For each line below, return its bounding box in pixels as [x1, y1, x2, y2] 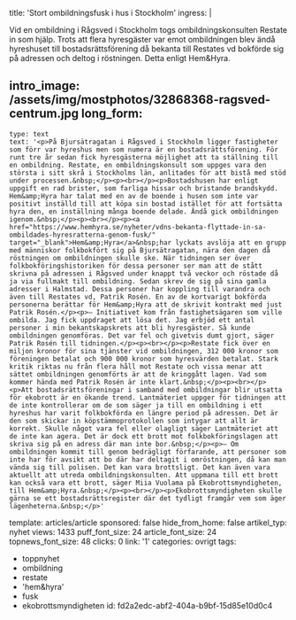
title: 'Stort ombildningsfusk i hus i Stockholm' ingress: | [9, 8, 212, 18]
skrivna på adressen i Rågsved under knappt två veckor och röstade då [9, 269, 278, 278]
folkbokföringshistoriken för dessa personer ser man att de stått [9, 261, 263, 270]
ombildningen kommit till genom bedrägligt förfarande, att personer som [9, 447, 287, 456]
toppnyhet [21, 553, 60, 563]
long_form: [80, 106, 143, 121]
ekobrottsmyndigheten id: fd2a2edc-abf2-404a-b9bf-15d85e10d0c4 [21, 600, 273, 610]
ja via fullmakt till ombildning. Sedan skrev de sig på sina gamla [9, 276, 267, 286]
